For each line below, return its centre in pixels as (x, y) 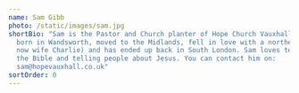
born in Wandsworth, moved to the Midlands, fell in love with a (141, 42)
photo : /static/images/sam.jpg (66, 26)
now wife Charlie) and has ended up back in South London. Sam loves (148, 50)
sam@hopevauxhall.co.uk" (62, 67)
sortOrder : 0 (33, 75)
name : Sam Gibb (37, 17)
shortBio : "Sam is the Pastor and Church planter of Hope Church (132, 34)
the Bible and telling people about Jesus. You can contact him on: (146, 58)
